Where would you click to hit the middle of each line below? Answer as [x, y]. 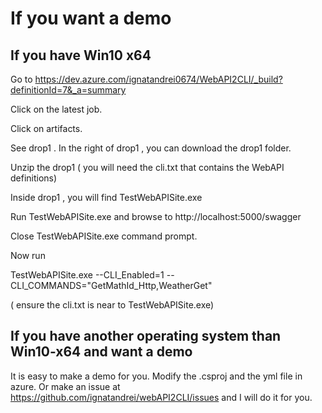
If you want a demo [91, 18]
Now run [28, 255]
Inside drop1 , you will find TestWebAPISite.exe [106, 197]
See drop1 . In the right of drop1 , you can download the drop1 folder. [151, 148]
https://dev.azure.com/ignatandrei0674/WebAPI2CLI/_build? [158, 79]
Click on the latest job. [56, 109]
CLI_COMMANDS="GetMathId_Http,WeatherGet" [111, 285]
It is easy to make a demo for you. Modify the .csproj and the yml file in [156, 376]
